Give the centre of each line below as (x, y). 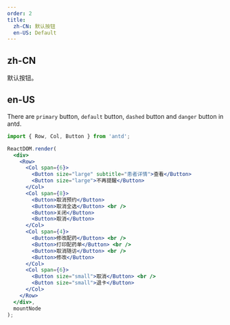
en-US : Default (35, 33)
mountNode (27, 309)
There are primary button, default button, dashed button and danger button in (115, 116)
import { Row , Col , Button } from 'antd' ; (69, 136)
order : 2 (20, 13)
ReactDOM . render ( (32, 148)
